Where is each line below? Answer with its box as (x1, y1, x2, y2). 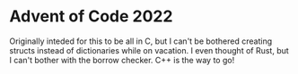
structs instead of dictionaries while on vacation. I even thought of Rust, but (9, 45, 289, 55)
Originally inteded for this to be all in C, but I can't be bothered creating (9, 36, 272, 46)
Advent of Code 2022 (9, 6, 173, 27)
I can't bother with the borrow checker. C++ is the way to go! (9, 54, 235, 65)
